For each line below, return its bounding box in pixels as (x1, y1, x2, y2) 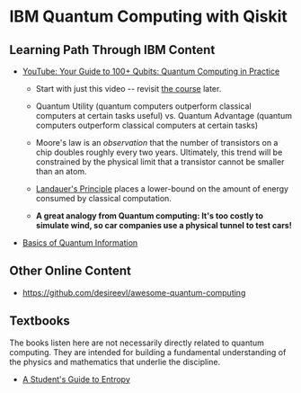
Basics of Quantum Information (22, 237, 138, 248)
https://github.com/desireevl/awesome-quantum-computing (22, 287, 246, 298)
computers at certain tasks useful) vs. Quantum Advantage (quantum (35, 111, 292, 121)
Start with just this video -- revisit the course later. (35, 84, 222, 94)
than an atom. (35, 166, 87, 176)
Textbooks (9, 313, 70, 329)
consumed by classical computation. (35, 193, 173, 203)
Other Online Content (9, 263, 132, 279)
